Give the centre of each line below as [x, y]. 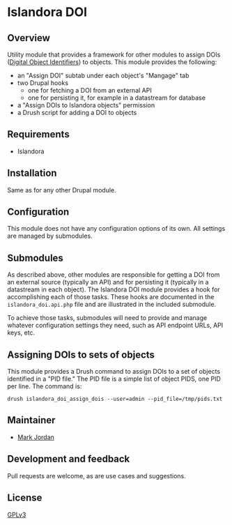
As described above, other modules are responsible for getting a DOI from [114, 275]
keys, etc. [21, 333]
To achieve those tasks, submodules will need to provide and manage [107, 318]
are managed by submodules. [50, 236]
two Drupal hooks [42, 83]
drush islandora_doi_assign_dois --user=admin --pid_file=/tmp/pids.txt [115, 399]
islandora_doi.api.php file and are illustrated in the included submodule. [112, 305]
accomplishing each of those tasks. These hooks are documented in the [111, 297]
